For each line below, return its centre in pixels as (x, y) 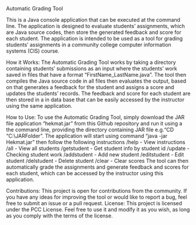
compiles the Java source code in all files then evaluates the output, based (96, 81)
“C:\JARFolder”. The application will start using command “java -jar (87, 136)
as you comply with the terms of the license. (59, 216)
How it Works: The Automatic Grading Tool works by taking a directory (91, 62)
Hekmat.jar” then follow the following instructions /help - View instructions (96, 142)
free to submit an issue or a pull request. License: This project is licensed (94, 203)
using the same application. (39, 106)
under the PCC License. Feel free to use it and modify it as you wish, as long (98, 209)
